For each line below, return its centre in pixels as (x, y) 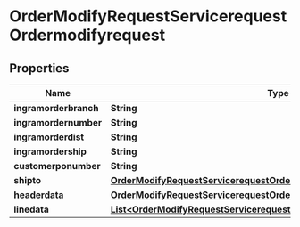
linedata (31, 209)
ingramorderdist (49, 137)
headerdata (39, 195)
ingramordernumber (58, 122)
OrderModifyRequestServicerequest (148, 16)
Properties (39, 68)
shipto (28, 180)
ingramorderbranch (56, 108)
